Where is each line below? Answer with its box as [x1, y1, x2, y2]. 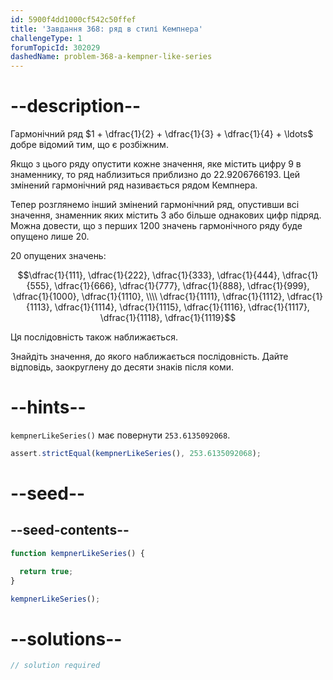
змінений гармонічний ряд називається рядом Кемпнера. [10, 179, 258, 191]
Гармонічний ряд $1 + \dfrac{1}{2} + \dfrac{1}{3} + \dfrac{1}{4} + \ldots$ [10, 128, 314, 140]
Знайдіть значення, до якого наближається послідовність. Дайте [10, 351, 289, 363]
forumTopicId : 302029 [10, 42, 101, 53]
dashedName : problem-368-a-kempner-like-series [10, 52, 213, 62]
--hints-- [10, 396, 87, 419]
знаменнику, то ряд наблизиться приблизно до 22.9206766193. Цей [10, 169, 301, 181]
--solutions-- [10, 627, 123, 650]
